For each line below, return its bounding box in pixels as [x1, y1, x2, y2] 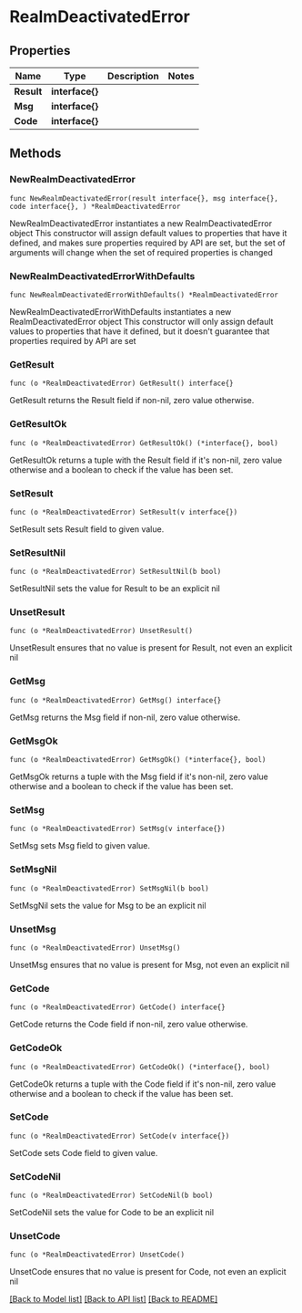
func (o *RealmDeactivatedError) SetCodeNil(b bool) [9, 1191, 214, 1201]
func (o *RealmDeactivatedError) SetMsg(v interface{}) [9, 824, 226, 834]
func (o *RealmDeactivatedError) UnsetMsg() [9, 943, 181, 953]
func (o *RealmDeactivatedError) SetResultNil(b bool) [9, 568, 222, 577]
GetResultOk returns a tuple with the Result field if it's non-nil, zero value [9, 454, 283, 465]
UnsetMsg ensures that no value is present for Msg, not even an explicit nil [9, 959, 289, 970]
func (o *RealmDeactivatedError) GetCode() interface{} [9, 1003, 226, 1012]
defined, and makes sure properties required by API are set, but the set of [9, 237, 287, 248]
